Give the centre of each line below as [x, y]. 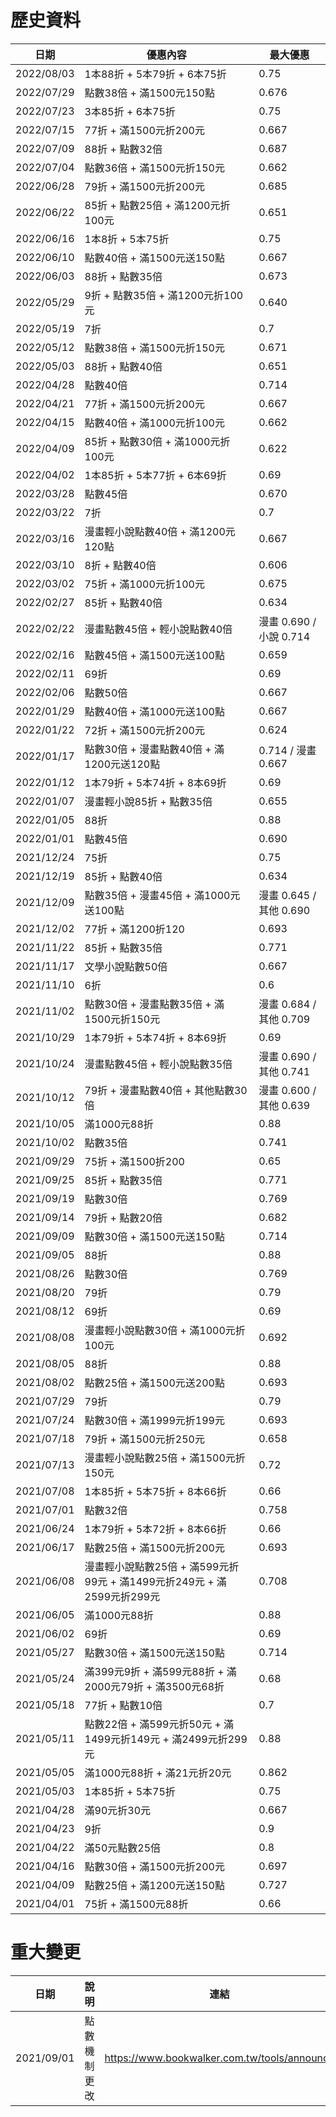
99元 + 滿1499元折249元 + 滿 [155, 1581]
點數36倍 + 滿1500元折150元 [154, 168]
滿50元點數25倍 [123, 1848]
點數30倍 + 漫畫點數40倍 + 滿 [154, 749]
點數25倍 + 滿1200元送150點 [154, 1885]
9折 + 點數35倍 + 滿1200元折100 [164, 295]
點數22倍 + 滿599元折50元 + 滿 [159, 1724]
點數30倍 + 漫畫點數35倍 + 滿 [154, 1004]
